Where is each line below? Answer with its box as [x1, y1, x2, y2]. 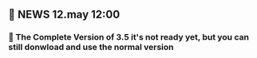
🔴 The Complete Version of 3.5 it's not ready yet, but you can [8, 32, 250, 43]
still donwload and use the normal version [8, 41, 174, 52]
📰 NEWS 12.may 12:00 [8, 8, 121, 21]
